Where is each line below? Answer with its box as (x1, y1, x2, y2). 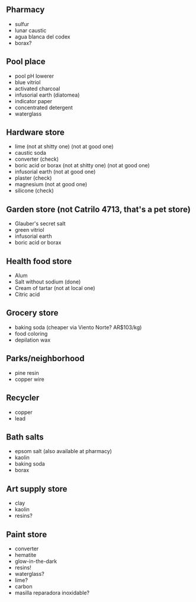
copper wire (14, 375, 44, 383)
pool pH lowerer (14, 72, 54, 79)
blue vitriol (14, 78, 41, 85)
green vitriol (14, 227, 44, 234)
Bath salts (6, 432, 44, 442)
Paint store (6, 529, 47, 539)
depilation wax (14, 336, 51, 343)
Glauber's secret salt (14, 220, 66, 227)
